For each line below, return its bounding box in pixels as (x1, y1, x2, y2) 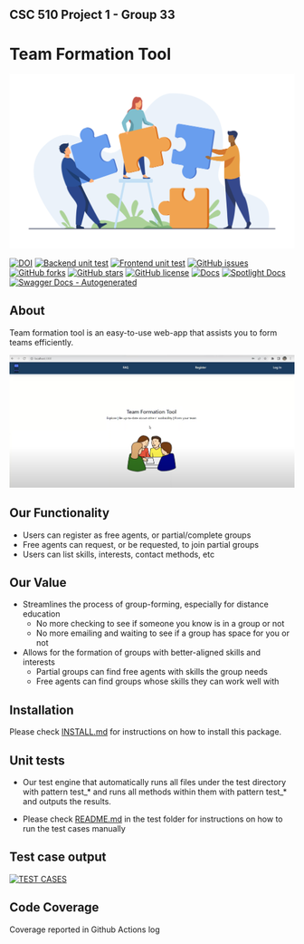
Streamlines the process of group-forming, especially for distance (22, 599, 270, 610)
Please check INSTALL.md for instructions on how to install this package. (9, 726, 282, 737)
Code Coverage (9, 900, 100, 915)
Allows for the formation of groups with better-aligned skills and (22, 647, 261, 658)
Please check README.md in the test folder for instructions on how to (22, 813, 283, 824)
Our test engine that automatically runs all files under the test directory (22, 777, 287, 788)
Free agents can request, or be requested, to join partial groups (22, 539, 260, 550)
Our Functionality (9, 505, 110, 521)
